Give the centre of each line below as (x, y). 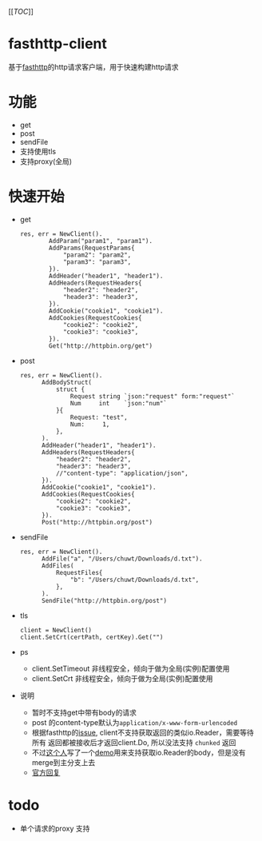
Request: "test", (99, 417)
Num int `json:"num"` (119, 403)
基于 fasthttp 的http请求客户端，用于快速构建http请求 (93, 66)
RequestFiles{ (79, 572)
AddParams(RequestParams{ (92, 248)
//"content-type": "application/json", (122, 473)
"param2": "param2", (97, 255)
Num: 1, (90, 424)
